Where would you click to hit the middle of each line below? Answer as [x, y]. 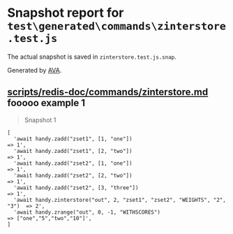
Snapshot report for [66, 13]
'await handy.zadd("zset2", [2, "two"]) [73, 175]
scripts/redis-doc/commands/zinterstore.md [108, 92]
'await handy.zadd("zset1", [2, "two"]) [73, 151]
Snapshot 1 [40, 119]
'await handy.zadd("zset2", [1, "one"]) [73, 163]
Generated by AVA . [35, 70]
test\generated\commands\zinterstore [117, 26]
